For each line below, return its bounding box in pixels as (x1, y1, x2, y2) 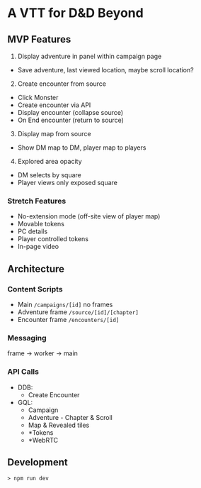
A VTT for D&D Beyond (7, 5, 144, 21)
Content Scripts (7, 284, 63, 294)
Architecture (7, 262, 65, 274)
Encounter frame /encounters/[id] (17, 315, 120, 323)
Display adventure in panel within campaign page (17, 52, 162, 60)
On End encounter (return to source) (17, 116, 124, 124)
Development (7, 456, 69, 468)
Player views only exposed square (17, 179, 118, 187)
